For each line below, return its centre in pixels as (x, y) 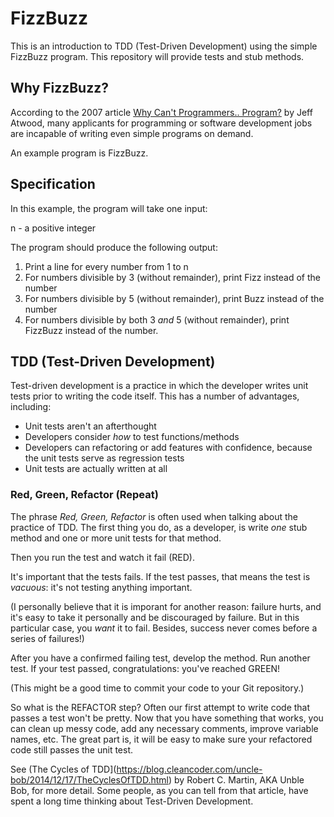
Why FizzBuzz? (59, 88)
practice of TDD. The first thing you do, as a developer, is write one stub (159, 527)
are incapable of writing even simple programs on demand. (132, 133)
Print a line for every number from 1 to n (106, 266)
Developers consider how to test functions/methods (132, 437)
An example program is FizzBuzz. (79, 153)
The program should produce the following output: (114, 247)
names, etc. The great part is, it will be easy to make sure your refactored (161, 739)
